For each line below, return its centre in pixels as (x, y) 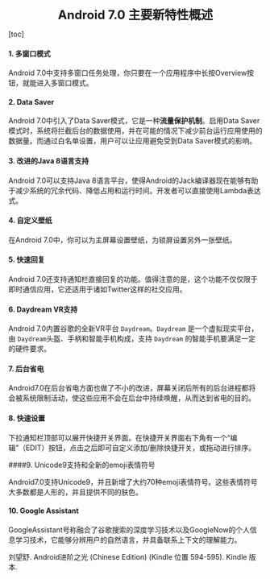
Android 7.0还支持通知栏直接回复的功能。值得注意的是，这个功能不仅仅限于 (133, 279)
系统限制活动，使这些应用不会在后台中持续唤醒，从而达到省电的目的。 (139, 398)
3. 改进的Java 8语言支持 (49, 161)
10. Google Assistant (44, 511)
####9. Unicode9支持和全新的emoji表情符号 (82, 465)
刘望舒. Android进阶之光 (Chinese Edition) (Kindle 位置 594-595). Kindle (128, 556)
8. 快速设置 (27, 418)
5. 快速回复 (27, 260)
